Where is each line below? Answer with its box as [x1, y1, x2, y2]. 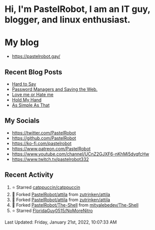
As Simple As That [11, 102, 50, 108]
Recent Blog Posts [4, 68, 63, 76]
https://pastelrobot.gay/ [11, 53, 61, 59]
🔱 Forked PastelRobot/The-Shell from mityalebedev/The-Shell [11, 202, 139, 208]
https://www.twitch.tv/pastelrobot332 [11, 156, 89, 162]
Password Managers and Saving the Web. [11, 86, 98, 92]
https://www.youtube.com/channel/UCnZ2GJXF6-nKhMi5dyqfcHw [11, 151, 150, 157]
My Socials [4, 116, 40, 125]
